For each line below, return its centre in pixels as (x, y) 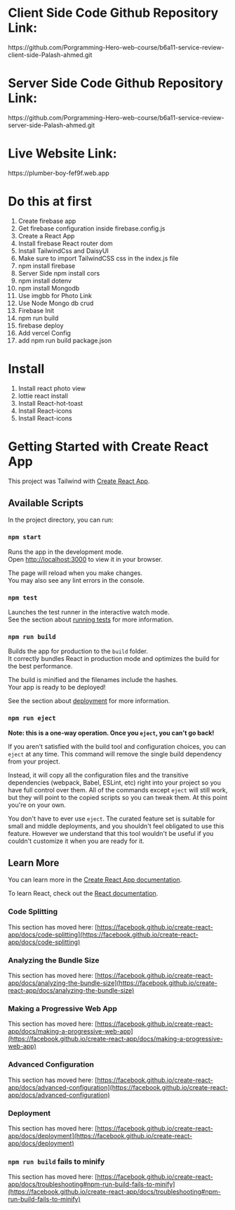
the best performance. (40, 667)
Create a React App (46, 236)
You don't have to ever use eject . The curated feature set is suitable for (112, 818)
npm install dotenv (45, 281)
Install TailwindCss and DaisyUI (63, 250)
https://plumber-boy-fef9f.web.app (59, 173)
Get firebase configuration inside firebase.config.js (92, 228)
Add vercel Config (44, 333)
